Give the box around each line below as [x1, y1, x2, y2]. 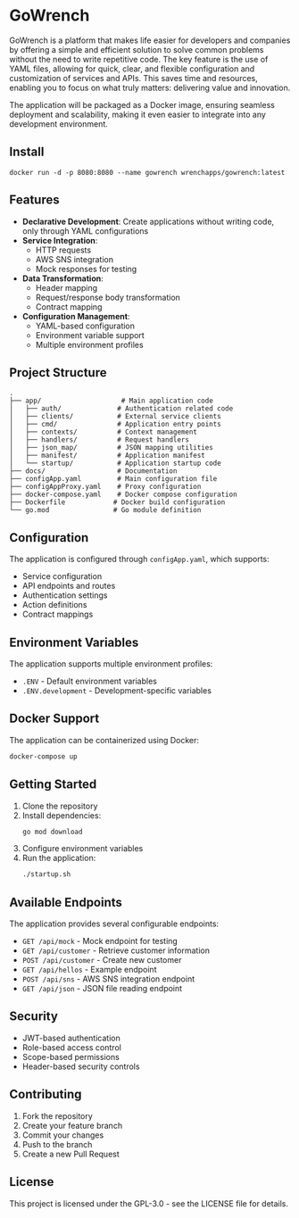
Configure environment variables [21, 843, 144, 854]
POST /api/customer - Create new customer [21, 955, 182, 965]
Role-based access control [21, 1041, 122, 1053]
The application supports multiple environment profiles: [9, 659, 213, 669]
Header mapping [35, 282, 98, 293]
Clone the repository [21, 800, 98, 811]
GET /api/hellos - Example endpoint [21, 965, 157, 975]
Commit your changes [21, 1130, 104, 1140]
